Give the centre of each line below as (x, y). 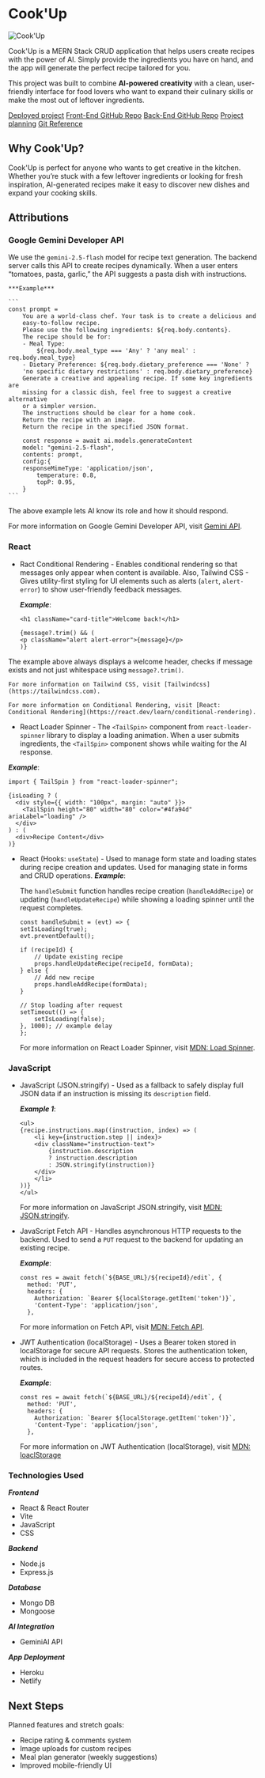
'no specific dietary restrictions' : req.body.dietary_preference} (138, 372)
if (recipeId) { (46, 950)
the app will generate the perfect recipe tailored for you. (100, 67)
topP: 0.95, (57, 482)
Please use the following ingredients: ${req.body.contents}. (127, 330)
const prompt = (33, 309)
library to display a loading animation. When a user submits (143, 735)
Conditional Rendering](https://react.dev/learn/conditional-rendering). (132, 712)
